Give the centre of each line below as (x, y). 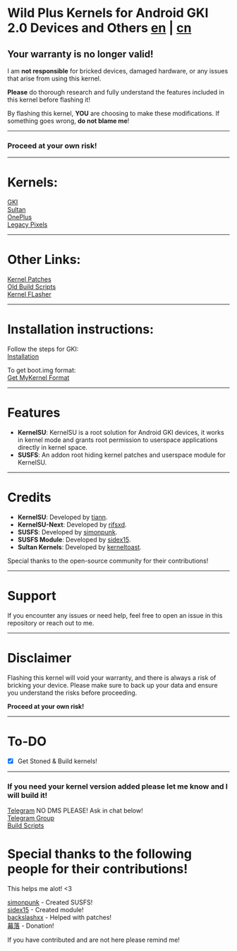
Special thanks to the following (100, 854)
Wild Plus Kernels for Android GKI (108, 13)
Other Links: (44, 260)
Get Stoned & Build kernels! (57, 761)
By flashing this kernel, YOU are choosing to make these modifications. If (114, 113)
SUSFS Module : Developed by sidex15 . (74, 539)
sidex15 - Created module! (45, 910)
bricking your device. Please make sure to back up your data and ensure (113, 685)
